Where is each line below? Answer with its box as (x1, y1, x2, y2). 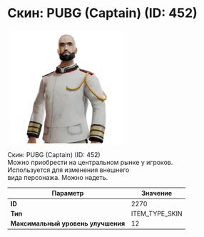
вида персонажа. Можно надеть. (7, 173, 108, 181)
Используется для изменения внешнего (7, 166, 130, 174)
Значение (141, 189, 173, 198)
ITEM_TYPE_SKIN (131, 209, 183, 218)
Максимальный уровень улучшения (10, 219, 126, 228)
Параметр (51, 189, 84, 198)
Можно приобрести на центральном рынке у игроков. (7, 158, 173, 166)
